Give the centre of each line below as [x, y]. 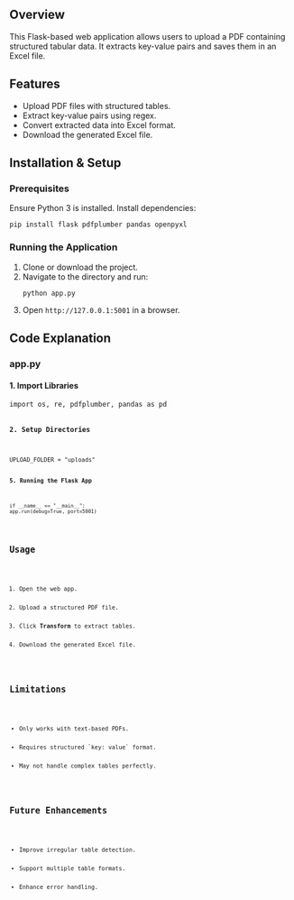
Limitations [38, 689]
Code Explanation [60, 338]
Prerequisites [39, 188]
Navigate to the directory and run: [85, 276]
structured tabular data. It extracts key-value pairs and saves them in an [143, 46]
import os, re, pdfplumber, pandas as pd [88, 405]
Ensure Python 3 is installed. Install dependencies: [103, 208]
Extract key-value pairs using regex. [89, 115]
